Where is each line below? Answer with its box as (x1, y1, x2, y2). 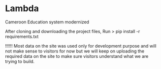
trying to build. (5, 58, 35, 64)
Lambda (5, 3, 39, 14)
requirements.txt (5, 34, 39, 39)
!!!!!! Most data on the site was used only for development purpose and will (5, 43, 157, 49)
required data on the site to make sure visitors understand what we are (5, 53, 149, 59)
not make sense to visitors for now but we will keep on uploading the (5, 48, 144, 54)
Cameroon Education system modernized (5, 19, 90, 25)
